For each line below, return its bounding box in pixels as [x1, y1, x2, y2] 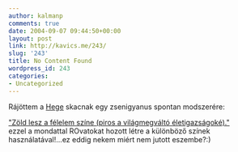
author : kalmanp [8, 11, 63, 20]
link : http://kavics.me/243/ [8, 42, 107, 50]
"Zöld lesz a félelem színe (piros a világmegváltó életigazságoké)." [8, 117, 230, 127]
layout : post [8, 34, 53, 43]
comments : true [8, 19, 60, 27]
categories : [8, 72, 49, 80]
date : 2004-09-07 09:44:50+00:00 [8, 27, 121, 35]
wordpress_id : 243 [8, 65, 70, 73]
